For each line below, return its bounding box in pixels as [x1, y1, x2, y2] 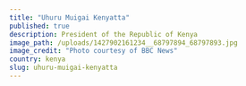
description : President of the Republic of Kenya [9, 30, 199, 39]
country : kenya [9, 55, 66, 64]
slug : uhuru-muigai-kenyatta [9, 64, 118, 73]
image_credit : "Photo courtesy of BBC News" [9, 47, 178, 56]
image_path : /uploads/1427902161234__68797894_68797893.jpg [9, 38, 239, 47]
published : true [9, 21, 70, 30]
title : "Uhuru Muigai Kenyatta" [9, 13, 130, 22]
